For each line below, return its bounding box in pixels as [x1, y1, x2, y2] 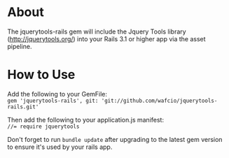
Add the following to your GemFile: [7, 89, 107, 98]
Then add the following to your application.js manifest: [7, 115, 165, 124]
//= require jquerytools [7, 123, 80, 130]
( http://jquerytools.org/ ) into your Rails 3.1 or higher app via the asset [7, 34, 206, 43]
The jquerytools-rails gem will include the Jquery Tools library [7, 27, 187, 36]
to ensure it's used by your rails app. [7, 143, 113, 151]
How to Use [7, 67, 76, 82]
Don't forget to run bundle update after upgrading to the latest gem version [7, 135, 223, 143]
